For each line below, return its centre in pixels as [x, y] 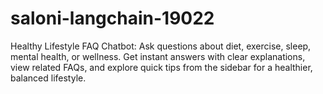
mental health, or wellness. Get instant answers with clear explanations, [158, 56]
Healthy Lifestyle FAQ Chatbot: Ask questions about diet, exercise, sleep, [161, 46]
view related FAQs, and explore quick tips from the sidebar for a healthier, [161, 67]
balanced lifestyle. [48, 78]
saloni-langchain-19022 [112, 18]
